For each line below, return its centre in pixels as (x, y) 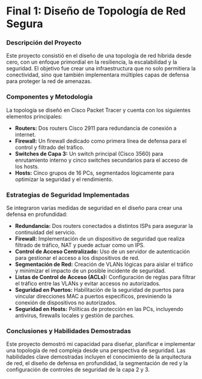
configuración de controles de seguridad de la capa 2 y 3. (78, 370)
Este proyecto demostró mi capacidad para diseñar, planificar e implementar (101, 344)
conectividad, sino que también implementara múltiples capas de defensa (98, 75)
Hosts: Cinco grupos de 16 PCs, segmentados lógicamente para (94, 173)
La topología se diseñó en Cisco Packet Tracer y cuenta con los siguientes (99, 110)
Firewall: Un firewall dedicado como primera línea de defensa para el (101, 141)
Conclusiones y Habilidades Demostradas (69, 331)
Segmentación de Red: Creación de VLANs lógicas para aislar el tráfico (104, 264)
